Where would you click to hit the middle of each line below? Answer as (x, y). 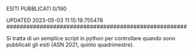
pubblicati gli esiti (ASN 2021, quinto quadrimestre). (70, 45)
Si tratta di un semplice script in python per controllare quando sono (91, 38)
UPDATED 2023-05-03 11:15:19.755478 (55, 20)
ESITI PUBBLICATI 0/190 (36, 9)
